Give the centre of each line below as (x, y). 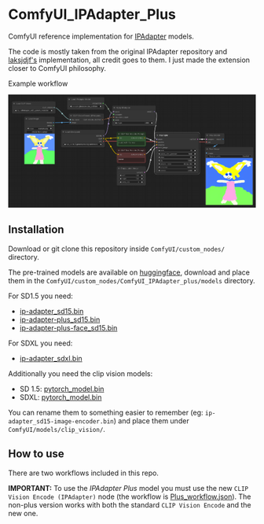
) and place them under (152, 421)
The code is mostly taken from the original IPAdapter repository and (118, 51)
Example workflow (38, 83)
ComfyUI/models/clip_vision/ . (57, 429)
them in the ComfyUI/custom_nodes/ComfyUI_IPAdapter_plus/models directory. (132, 280)
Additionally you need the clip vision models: (81, 373)
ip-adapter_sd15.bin (51, 311)
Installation (36, 230)
